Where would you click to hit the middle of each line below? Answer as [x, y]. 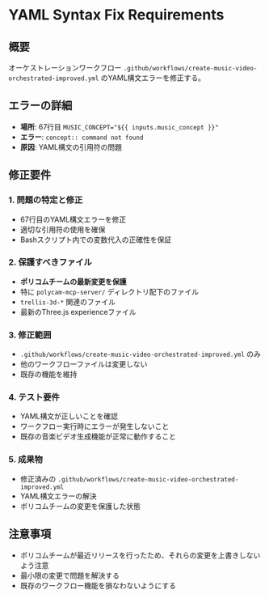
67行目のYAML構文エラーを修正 [73, 219]
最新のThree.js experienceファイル [78, 312]
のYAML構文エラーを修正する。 [153, 78]
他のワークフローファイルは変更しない [84, 364]
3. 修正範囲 [30, 335]
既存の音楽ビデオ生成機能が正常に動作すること [98, 437]
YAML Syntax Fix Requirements [116, 15]
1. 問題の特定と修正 [46, 200]
